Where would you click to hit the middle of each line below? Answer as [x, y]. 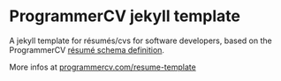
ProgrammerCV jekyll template [125, 16]
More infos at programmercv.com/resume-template [103, 67]
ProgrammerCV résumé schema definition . [87, 49]
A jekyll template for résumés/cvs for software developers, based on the [140, 40]
